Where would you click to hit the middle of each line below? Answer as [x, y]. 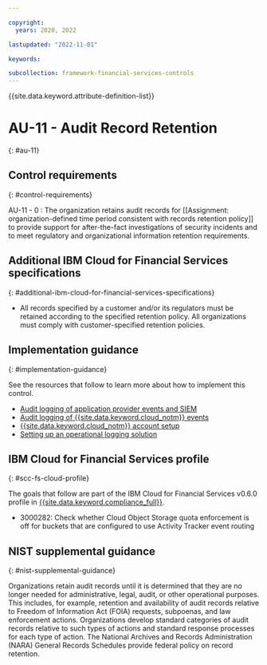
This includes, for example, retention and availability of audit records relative [134, 603]
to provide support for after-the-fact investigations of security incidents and [133, 227]
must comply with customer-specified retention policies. [112, 325]
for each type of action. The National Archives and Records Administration [130, 637]
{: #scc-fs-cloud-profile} [49, 478]
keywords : [25, 59]
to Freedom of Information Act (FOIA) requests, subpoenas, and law [120, 612]
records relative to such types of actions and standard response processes [132, 628]
